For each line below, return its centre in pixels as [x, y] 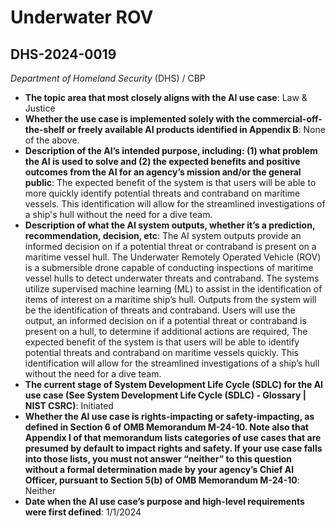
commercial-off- [287, 119]
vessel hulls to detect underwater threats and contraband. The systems [172, 278]
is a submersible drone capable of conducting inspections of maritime [169, 267]
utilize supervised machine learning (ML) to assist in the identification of [173, 289]
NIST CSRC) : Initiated [69, 405]
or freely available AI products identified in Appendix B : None [196, 129]
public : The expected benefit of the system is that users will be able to [170, 182]
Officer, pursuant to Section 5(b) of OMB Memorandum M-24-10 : [162, 480]
